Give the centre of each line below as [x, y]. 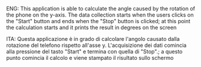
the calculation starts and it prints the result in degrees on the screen [91, 27]
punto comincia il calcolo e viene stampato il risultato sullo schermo [90, 58]
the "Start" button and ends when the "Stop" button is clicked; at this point [98, 21]
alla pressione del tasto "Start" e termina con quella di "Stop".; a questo [94, 52]
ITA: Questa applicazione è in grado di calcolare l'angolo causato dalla [93, 39]
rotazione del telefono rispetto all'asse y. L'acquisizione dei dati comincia [97, 45]
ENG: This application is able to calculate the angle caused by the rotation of [101, 9]
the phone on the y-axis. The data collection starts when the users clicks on [100, 15]
